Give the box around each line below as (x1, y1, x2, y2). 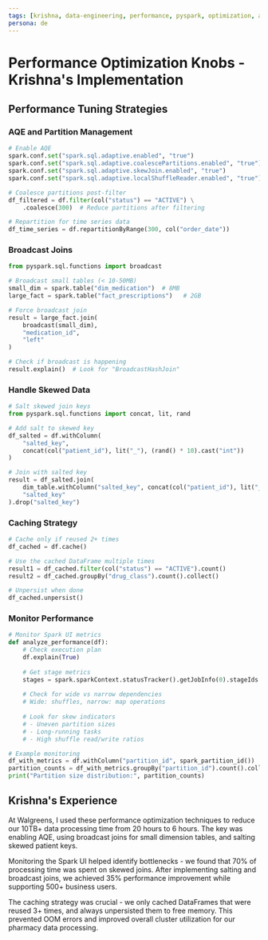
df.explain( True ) (22, 654, 81, 662)
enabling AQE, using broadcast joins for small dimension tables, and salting (8, 832, 255, 842)
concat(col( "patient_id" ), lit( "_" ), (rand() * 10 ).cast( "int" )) (22, 446, 245, 454)
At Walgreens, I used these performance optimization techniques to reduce (8, 815, 255, 825)
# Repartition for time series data (8, 218, 130, 226)
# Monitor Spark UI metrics (8, 631, 102, 639)
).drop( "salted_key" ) (8, 498, 81, 506)
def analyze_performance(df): (8, 638, 109, 646)
